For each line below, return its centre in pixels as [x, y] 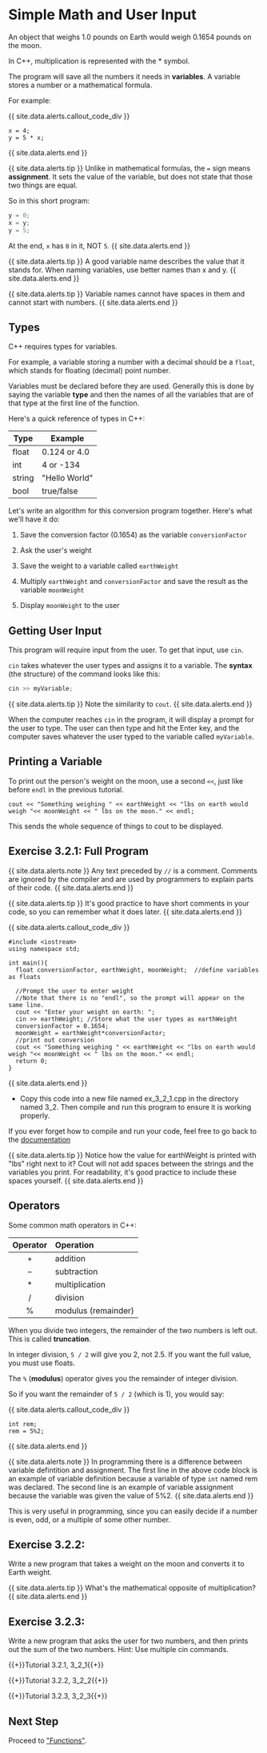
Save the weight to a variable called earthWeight [99, 566]
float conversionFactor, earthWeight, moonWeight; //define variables [137, 970]
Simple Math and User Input [103, 15]
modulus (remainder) [94, 1310]
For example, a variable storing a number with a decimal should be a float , [132, 362]
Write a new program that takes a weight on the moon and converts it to [127, 1564]
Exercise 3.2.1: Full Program [79, 851]
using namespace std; [44, 949]
